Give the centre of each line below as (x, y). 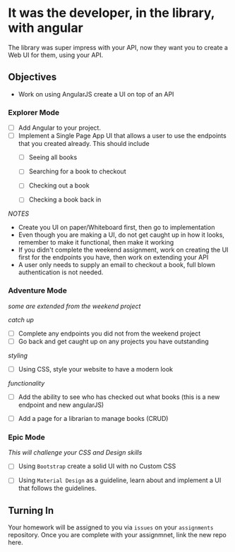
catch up (21, 319)
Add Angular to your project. (60, 128)
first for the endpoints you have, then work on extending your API (113, 257)
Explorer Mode (34, 112)
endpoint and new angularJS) (61, 405)
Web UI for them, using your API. (56, 55)
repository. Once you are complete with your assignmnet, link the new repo (117, 535)
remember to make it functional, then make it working (96, 243)
